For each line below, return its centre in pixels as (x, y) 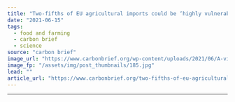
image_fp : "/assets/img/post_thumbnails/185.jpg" (81, 65)
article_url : (26, 78)
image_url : (23, 59)
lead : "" (20, 71)
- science (28, 46)
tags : (15, 26)
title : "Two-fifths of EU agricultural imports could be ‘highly (104, 14)
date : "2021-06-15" (36, 20)
